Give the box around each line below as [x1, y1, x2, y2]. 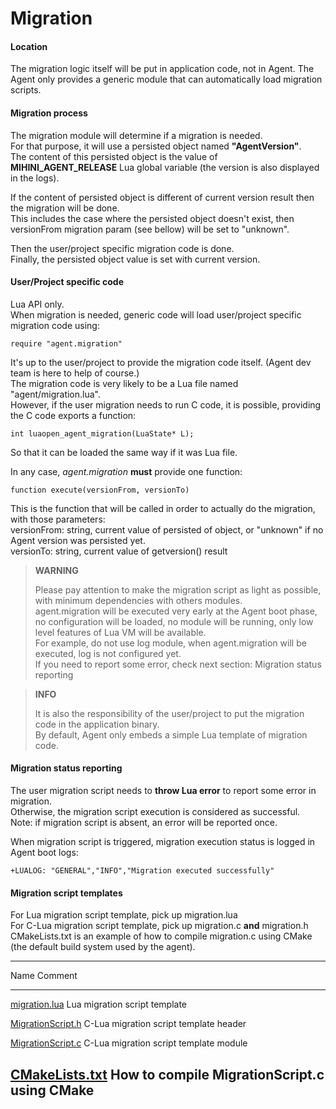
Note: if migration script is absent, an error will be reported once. [10, 817, 278, 828]
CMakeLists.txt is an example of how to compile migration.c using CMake [10, 930, 313, 942]
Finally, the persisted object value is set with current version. [10, 253, 261, 265]
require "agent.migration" [10, 338, 123, 349]
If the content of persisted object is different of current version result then [10, 191, 315, 203]
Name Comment [10, 970, 78, 982]
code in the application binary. [34, 718, 160, 730]
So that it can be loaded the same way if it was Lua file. [10, 446, 238, 458]
